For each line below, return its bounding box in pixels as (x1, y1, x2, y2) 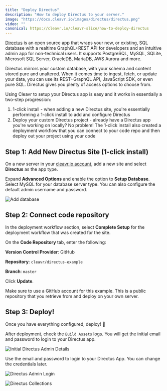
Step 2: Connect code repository (5, 211, 109, 219)
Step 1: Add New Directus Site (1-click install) (5, 148, 149, 156)
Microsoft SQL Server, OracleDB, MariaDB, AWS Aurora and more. (5, 56, 142, 62)
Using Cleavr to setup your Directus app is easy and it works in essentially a (5, 91, 162, 97)
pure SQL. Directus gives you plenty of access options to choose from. (5, 81, 152, 88)
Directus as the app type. (5, 166, 59, 172)
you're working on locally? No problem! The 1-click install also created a (12, 122, 161, 128)
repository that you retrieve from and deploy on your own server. (5, 293, 139, 299)
